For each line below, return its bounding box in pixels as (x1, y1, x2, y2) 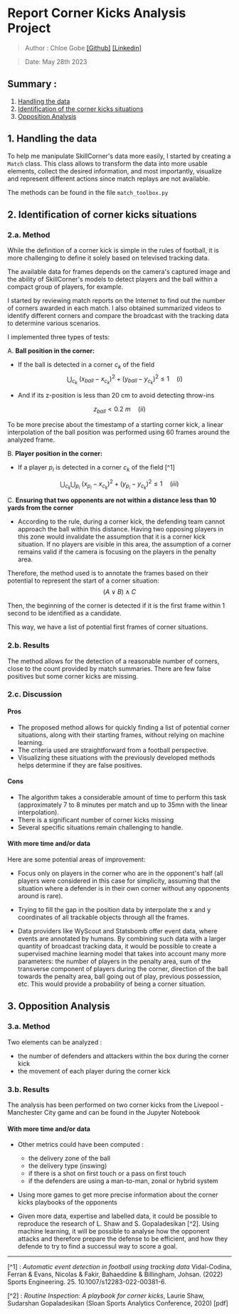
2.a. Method (7, 230, 51, 240)
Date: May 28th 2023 (24, 57, 87, 65)
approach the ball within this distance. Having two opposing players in (17, 525, 224, 534)
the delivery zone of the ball (28, 1154, 111, 1162)
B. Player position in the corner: (7, 449, 103, 457)
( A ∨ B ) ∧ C (102, 588, 137, 596)
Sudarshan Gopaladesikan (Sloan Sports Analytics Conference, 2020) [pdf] (7, 1299, 229, 1308)
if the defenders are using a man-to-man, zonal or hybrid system (28, 1177, 218, 1185)
